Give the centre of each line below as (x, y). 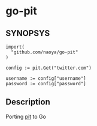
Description (28, 102)
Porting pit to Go (26, 116)
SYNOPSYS (28, 33)
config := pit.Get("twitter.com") (49, 68)
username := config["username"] (46, 79)
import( (15, 47)
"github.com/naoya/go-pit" (45, 52)
